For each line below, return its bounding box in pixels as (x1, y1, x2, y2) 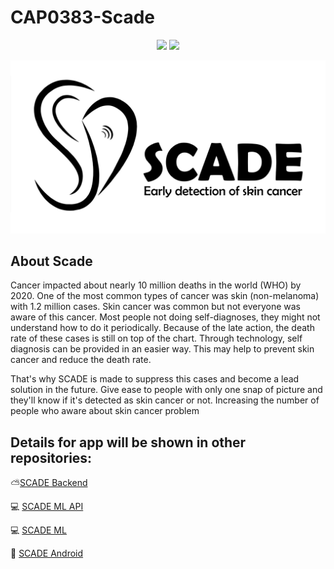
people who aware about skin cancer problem (10, 405, 200, 417)
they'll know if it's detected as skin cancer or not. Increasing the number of (10, 394, 320, 406)
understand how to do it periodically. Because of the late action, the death (10, 322, 315, 334)
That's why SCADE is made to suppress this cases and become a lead (10, 373, 300, 385)
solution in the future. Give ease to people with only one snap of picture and (10, 384, 323, 396)
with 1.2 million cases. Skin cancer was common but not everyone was (10, 301, 302, 313)
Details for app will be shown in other (10, 434, 247, 451)
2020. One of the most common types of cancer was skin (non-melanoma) (10, 290, 320, 302)
